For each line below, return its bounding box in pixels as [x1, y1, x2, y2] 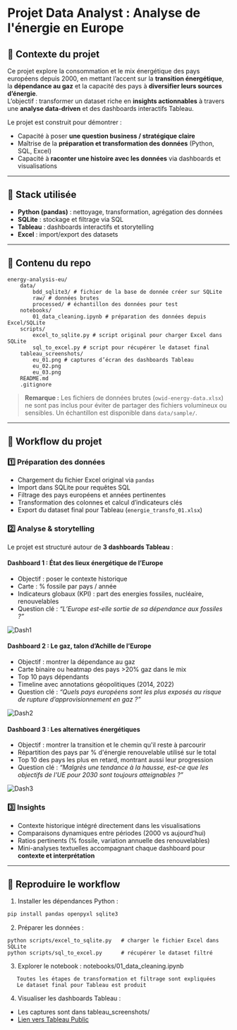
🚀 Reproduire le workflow [7, 878, 121, 890]
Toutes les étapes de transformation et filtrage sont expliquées [16, 976, 217, 983]
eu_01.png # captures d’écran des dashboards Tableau [32, 356, 194, 363]
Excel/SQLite [7, 319, 46, 326]
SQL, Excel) [17, 147, 51, 155]
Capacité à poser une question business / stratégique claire [17, 132, 195, 140]
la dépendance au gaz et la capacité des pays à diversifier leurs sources [7, 82, 222, 90]
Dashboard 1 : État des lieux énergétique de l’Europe [7, 559, 164, 567]
